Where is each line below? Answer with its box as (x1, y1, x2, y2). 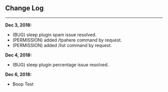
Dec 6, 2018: (5, 71, 32, 77)
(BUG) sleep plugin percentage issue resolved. (12, 61, 109, 67)
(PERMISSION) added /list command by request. (12, 42, 112, 48)
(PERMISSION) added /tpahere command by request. (12, 37, 122, 43)
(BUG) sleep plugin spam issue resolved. (12, 31, 96, 37)
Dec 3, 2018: (5, 22, 32, 28)
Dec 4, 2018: (5, 52, 32, 58)
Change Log (5, 4, 44, 12)
